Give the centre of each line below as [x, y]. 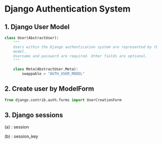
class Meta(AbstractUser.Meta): [46, 69]
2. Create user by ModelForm [49, 89]
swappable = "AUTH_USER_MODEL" [53, 74]
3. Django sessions [34, 115]
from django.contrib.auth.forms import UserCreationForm [63, 100]
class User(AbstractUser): [32, 38]
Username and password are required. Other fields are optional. [81, 56]
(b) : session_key [21, 136]
